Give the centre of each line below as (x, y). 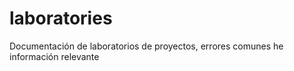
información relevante (54, 56)
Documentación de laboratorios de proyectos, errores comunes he (146, 46)
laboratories (61, 18)
